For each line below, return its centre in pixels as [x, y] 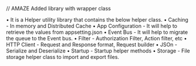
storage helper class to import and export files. [62, 57]
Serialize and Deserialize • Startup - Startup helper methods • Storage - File [98, 51]
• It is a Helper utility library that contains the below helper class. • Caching [97, 20]
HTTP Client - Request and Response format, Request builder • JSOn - [92, 44]
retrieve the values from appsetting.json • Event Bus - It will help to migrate [97, 32]
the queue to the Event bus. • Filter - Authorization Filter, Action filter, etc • [97, 38]
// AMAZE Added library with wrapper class [59, 8]
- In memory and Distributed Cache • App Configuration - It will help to [92, 26]
